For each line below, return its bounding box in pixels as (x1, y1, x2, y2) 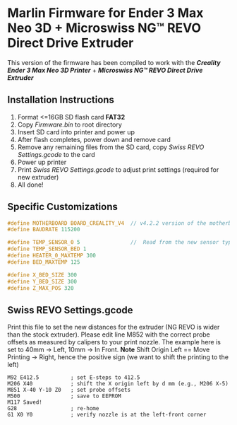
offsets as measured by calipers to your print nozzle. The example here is (7, 338, 221, 347)
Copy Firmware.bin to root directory (17, 120, 122, 129)
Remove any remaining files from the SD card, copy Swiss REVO (17, 143, 205, 151)
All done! (17, 180, 44, 189)
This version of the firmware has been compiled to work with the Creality (7, 58, 221, 66)
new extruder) (17, 173, 59, 181)
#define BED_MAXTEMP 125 (7, 258, 80, 266)
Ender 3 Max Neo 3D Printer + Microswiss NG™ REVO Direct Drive (7, 66, 203, 74)
